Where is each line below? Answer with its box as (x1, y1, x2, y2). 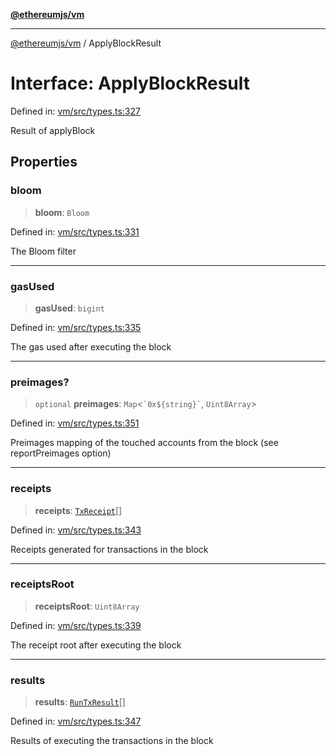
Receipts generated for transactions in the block (10, 543, 209, 555)
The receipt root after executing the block (10, 639, 182, 651)
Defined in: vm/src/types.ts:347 (10, 715, 142, 728)
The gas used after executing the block (10, 340, 172, 353)
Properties (10, 154, 78, 171)
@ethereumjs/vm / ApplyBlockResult (10, 37, 162, 49)
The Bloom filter (10, 245, 77, 257)
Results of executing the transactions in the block (10, 735, 214, 747)
